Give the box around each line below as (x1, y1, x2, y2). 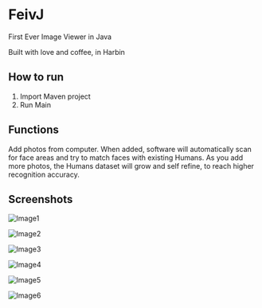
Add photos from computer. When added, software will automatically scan (8, 144, 252, 154)
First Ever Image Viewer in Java (8, 32, 112, 41)
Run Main (19, 99, 52, 109)
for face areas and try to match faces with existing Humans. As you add (8, 153, 244, 162)
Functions (8, 123, 60, 137)
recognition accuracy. (8, 170, 80, 179)
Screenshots (8, 193, 73, 206)
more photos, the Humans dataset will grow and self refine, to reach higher (8, 161, 255, 170)
